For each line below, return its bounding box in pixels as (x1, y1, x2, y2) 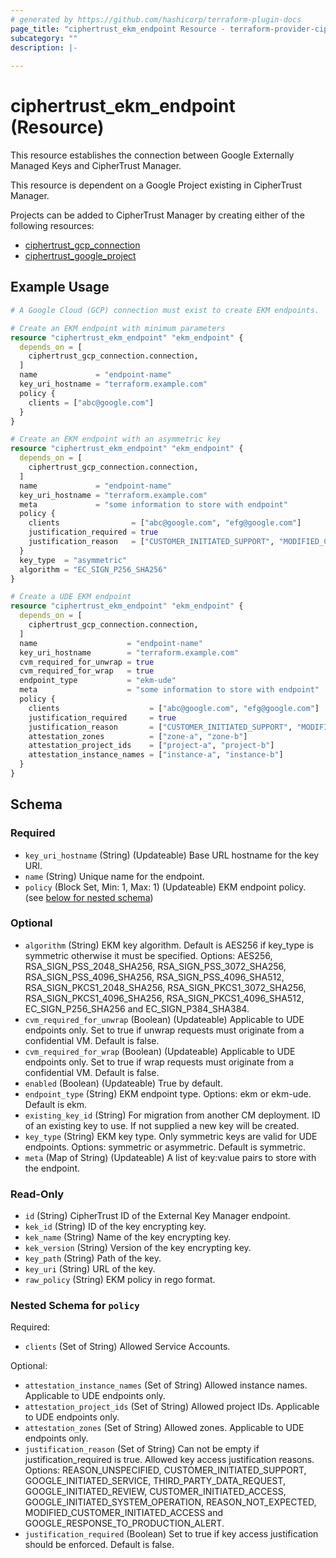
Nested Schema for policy (10, 1299, 140, 1313)
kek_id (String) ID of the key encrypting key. (24, 1221, 207, 1233)
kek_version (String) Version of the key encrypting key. (24, 1242, 252, 1254)
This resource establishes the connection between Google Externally (10, 149, 295, 161)
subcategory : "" (10, 33, 78, 43)
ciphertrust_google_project (24, 250, 137, 262)
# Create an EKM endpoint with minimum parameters (10, 323, 226, 333)
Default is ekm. (24, 1098, 88, 1110)
